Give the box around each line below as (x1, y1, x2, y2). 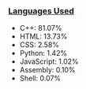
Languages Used (8, 6, 75, 17)
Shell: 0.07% (19, 73, 62, 83)
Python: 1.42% (19, 49, 68, 58)
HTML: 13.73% (19, 32, 68, 41)
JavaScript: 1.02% (19, 57, 79, 66)
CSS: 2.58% (19, 40, 60, 50)
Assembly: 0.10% (19, 65, 77, 75)
